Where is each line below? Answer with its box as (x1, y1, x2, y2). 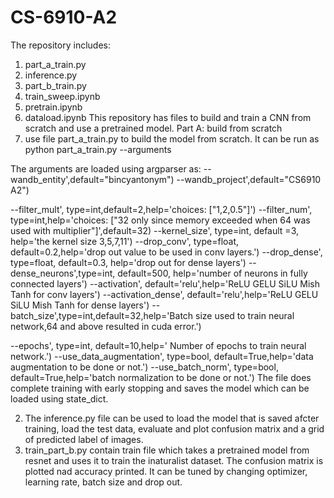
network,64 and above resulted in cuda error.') (10, 320, 202, 332)
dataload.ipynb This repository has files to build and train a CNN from (24, 111, 312, 123)
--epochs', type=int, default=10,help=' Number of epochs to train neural (10, 339, 307, 351)
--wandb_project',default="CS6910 (176, 173, 322, 185)
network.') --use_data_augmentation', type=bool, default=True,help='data (10, 350, 314, 362)
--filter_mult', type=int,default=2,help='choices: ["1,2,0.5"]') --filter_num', (10, 203, 313, 215)
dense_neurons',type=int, (10, 267, 116, 279)
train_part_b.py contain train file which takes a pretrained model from (24, 444, 310, 456)
